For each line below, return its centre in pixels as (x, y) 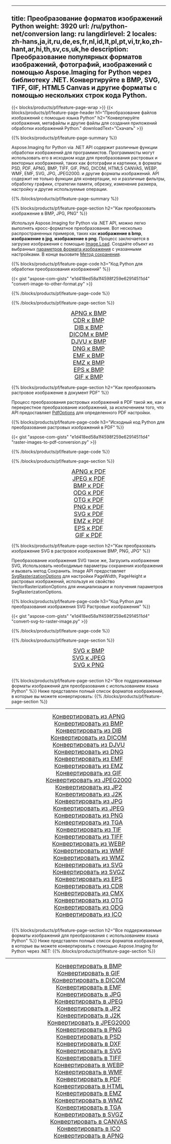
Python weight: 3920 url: (50, 26)
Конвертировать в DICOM (89, 980)
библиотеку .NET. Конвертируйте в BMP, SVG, (86, 80)
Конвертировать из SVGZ (89, 872)
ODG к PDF (89, 493)
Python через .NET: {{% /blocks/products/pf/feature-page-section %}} (84, 951)
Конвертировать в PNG (89, 1030)
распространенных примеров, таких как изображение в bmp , (77, 233)
